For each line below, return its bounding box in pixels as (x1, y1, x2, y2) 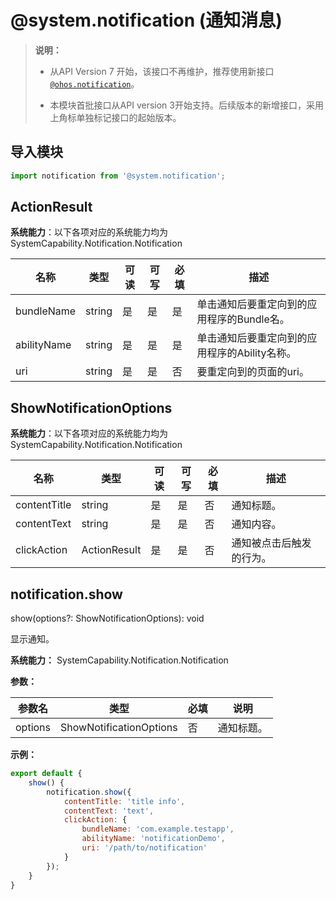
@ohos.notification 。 (49, 77, 140, 90)
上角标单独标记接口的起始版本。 (49, 111, 182, 123)
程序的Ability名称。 (206, 346, 297, 360)
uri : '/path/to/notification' (81, 843, 208, 853)
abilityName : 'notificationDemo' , (81, 834, 226, 844)
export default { (10, 769, 83, 779)
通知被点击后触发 (231, 536, 312, 550)
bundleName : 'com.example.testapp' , (81, 824, 235, 835)
